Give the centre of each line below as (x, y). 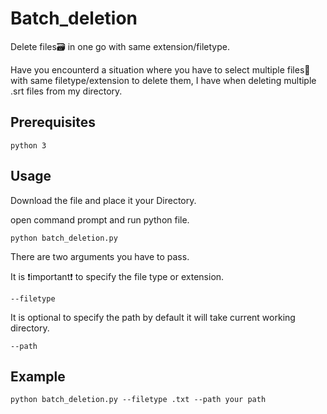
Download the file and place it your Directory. (103, 200)
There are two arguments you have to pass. (100, 256)
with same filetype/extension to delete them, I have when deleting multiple (163, 80)
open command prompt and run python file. (100, 219)
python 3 (28, 145)
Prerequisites (53, 122)
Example (38, 376)
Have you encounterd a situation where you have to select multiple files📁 (160, 69)
